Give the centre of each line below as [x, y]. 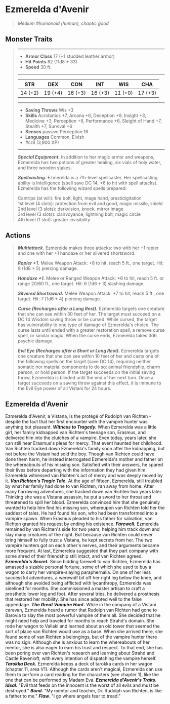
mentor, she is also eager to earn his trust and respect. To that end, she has [84, 648]
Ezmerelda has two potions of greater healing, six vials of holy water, [90, 162]
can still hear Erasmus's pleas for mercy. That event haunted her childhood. [84, 443]
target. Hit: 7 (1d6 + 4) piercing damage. [59, 299]
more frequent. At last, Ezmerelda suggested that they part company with [82, 551]
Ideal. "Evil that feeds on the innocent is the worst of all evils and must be [82, 685]
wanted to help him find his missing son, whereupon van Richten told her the [85, 508]
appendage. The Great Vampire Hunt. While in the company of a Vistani [81, 605]
